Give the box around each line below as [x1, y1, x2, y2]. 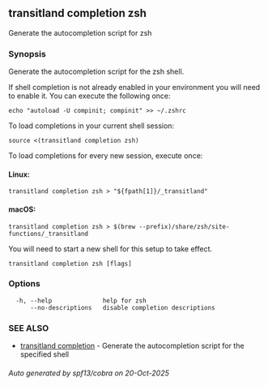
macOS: [8, 204, 36, 214]
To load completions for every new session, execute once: [8, 151, 203, 161]
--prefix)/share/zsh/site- [138, 222, 230, 230]
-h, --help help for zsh [15, 296, 147, 305]
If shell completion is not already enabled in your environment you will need [8, 83, 261, 92]
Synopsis [8, 48, 46, 59]
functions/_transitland [8, 229, 89, 238]
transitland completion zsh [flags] [8, 259, 132, 268]
